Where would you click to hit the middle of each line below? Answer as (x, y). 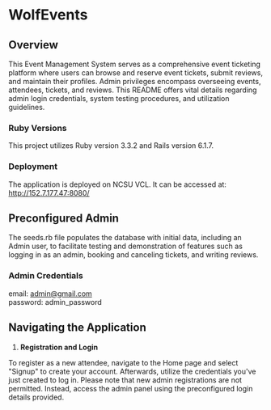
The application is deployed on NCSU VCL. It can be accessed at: (117, 184)
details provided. (36, 397)
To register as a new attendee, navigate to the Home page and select (123, 362)
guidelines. (27, 107)
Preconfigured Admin (64, 218)
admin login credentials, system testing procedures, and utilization (119, 98)
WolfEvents (48, 15)
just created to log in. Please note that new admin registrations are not (125, 380)
